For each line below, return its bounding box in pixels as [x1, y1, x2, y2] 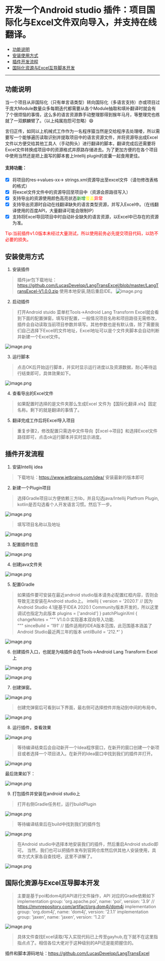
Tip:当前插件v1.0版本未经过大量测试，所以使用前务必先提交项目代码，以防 [5, 230, 155, 236]
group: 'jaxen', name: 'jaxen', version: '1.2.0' [17, 914, 106, 920]
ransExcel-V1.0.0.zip [17, 288, 59, 294]
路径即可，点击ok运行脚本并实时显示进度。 [17, 434, 104, 440]
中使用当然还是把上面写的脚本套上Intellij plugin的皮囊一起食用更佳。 [5, 153, 142, 159]
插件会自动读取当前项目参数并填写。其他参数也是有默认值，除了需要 [17, 321, 155, 327]
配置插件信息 [12, 541, 38, 547]
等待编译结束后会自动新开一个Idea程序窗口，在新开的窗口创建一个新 [17, 744, 156, 750]
